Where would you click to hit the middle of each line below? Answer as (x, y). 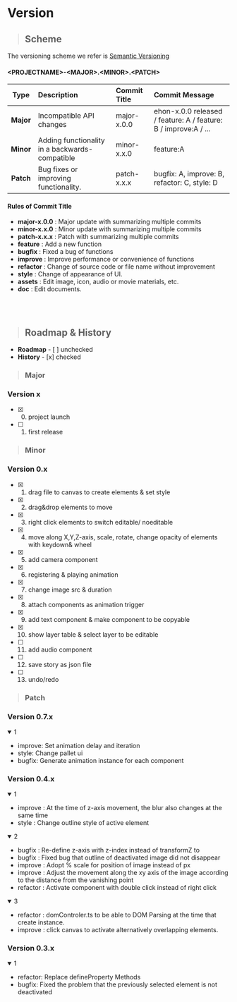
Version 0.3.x (31, 948)
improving (55, 178)
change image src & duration (70, 589)
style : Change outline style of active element (83, 823)
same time (32, 815)
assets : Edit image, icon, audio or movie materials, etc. (98, 282)
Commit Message (184, 95)
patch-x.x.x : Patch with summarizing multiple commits (98, 237)
